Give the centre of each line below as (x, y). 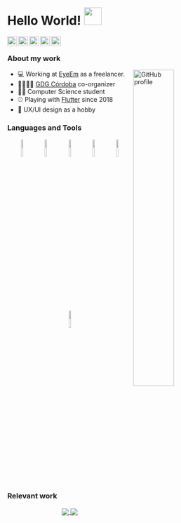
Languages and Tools (45, 128)
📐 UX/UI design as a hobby (56, 110)
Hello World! (44, 21)
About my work (34, 58)
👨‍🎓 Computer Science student (61, 92)
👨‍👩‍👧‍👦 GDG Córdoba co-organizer (66, 84)
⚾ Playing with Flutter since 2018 (65, 100)
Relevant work (32, 496)
